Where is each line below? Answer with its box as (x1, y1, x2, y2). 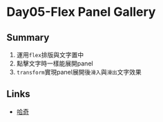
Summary (6, 32, 50, 43)
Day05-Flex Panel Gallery (6, 4, 156, 20)
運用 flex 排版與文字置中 (16, 51, 84, 59)
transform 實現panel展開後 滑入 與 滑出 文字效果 (16, 68, 142, 76)
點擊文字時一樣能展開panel (16, 59, 94, 68)
